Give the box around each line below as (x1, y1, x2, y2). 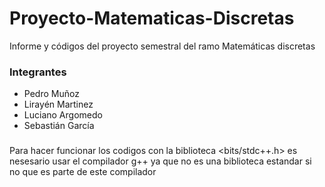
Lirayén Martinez (23, 98, 94, 111)
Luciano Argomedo (23, 109, 103, 121)
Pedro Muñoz (23, 88, 80, 100)
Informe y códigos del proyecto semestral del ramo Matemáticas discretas (9, 40, 316, 52)
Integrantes (9, 65, 67, 79)
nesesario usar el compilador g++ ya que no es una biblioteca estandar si (9, 155, 312, 167)
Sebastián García (23, 120, 95, 132)
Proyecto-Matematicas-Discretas (9, 7, 295, 30)
